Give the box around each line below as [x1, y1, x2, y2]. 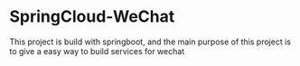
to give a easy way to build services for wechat [9, 45, 185, 56]
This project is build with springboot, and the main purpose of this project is [9, 36, 292, 47]
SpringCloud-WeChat [9, 6, 175, 27]
